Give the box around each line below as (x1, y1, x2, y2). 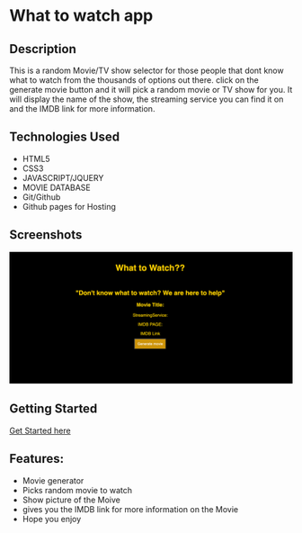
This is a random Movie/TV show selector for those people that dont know (9, 65, 285, 76)
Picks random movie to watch (22, 484, 133, 495)
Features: (9, 451, 65, 466)
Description (9, 41, 76, 57)
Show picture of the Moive (22, 494, 121, 505)
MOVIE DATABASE (22, 182, 92, 193)
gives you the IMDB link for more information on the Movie (22, 503, 239, 514)
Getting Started (9, 402, 98, 417)
